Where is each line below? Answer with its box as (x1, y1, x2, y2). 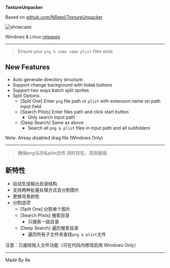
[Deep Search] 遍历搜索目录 (20, 225, 79, 231)
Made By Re (5, 257, 31, 263)
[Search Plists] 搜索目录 (20, 212, 70, 218)
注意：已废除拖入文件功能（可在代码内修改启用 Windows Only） (5, 242, 139, 248)
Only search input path (27, 114, 75, 120)
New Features (5, 63, 50, 71)
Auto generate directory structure (12, 76, 83, 83)
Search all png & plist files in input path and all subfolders (27, 125, 150, 131)
